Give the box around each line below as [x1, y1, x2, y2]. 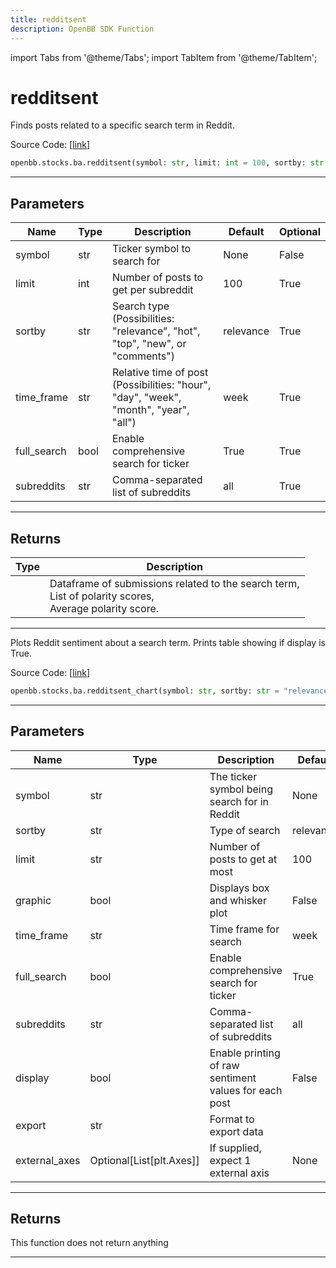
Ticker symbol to [111, 242, 192, 256]
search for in [209, 794, 269, 808]
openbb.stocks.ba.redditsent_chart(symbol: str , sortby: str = [10, 686, 280, 696]
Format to [209, 1112, 255, 1126]
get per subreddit [111, 283, 194, 297]
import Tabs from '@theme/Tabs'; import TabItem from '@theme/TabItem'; [10, 51, 318, 63]
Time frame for [209, 922, 280, 936]
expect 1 [209, 1153, 252, 1167]
